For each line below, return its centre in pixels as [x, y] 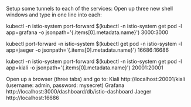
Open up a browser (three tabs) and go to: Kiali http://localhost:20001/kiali [96, 79]
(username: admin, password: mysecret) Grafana [65, 85]
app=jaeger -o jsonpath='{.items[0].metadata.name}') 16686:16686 [87, 50]
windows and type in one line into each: [54, 15]
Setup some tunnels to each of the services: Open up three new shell [90, 9]
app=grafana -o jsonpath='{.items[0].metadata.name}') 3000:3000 [87, 32]
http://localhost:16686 [33, 98]
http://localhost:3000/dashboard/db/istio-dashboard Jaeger [79, 91]
